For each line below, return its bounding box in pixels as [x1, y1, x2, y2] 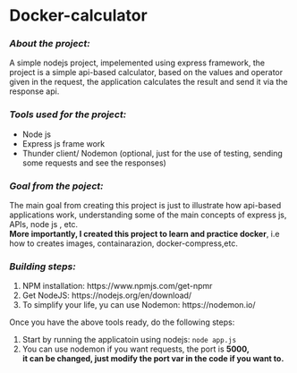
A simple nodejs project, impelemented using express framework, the [9, 57, 266, 68]
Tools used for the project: [9, 108, 127, 121]
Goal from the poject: [9, 180, 105, 192]
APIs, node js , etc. [9, 219, 79, 230]
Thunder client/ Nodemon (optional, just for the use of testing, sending [21, 148, 284, 158]
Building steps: [9, 260, 76, 273]
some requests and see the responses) [21, 157, 167, 168]
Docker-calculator [9, 5, 148, 26]
